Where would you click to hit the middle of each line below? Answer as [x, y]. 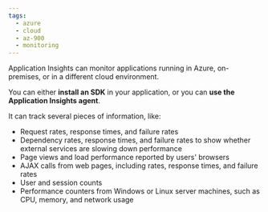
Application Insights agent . [54, 101]
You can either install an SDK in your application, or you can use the [122, 92]
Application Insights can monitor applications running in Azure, [112, 68]
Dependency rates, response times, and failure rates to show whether [135, 140]
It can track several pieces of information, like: [85, 116]
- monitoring [37, 46]
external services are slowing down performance [101, 149]
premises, [25, 77]
